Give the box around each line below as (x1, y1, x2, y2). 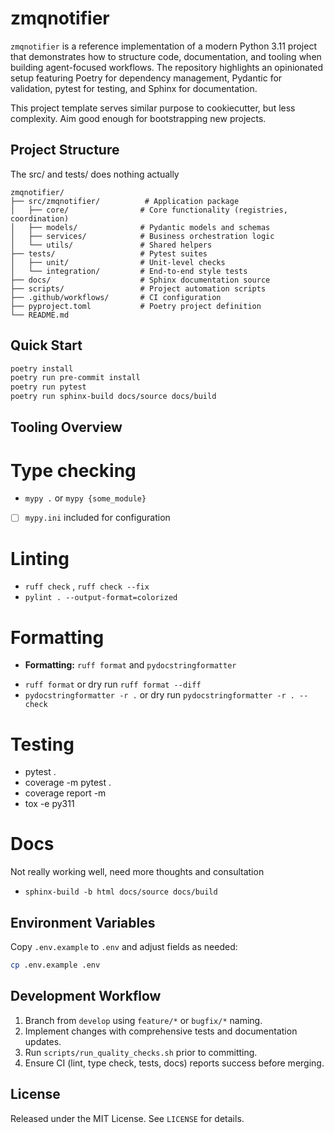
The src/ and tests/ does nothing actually (10, 168, 180, 180)
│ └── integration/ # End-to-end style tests (10, 266, 248, 276)
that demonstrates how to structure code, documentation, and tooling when (10, 50, 322, 62)
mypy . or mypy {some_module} (24, 492, 147, 504)
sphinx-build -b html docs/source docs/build (24, 887, 218, 897)
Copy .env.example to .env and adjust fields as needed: (10, 941, 238, 953)
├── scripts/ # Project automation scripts (10, 283, 267, 294)
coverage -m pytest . (24, 777, 112, 789)
